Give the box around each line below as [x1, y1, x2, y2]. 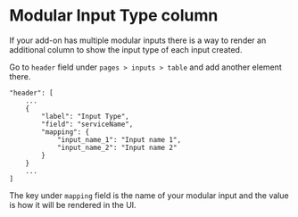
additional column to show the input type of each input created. [9, 44, 243, 54]
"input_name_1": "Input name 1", [56, 135, 181, 144]
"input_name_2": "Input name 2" [56, 143, 178, 152]
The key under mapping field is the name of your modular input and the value [9, 189, 289, 201]
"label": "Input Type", [41, 112, 129, 121]
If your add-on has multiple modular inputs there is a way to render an [9, 35, 267, 46]
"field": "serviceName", [41, 120, 134, 129]
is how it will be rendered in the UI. [9, 199, 137, 210]
